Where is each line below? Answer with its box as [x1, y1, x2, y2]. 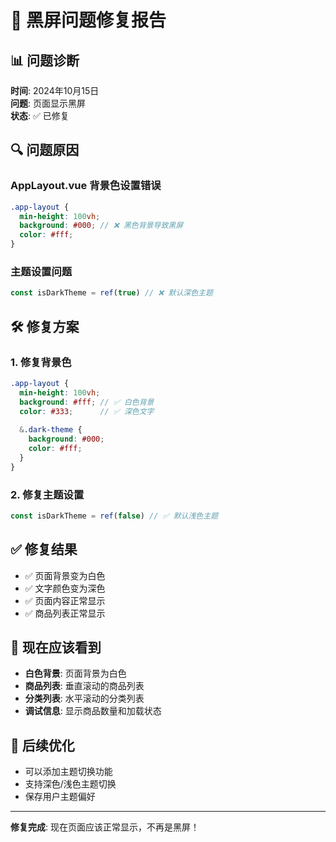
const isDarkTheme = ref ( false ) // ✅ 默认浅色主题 [10, 511, 219, 521]
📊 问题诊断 [10, 52, 80, 69]
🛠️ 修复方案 [10, 318, 80, 335]
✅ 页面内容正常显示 [24, 594, 106, 606]
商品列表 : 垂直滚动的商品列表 [24, 680, 145, 692]
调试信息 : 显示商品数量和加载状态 [24, 705, 162, 717]
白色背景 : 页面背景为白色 [24, 667, 127, 680]
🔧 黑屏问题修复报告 [10, 9, 167, 32]
